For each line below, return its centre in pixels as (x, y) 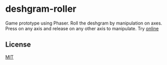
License (18, 45)
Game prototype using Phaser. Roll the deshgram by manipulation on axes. (84, 23)
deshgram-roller (41, 9)
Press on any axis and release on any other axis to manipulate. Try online (82, 28)
